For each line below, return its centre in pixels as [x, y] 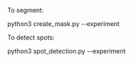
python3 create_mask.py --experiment [64, 24]
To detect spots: [31, 37]
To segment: [25, 10]
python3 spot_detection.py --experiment [66, 51]
